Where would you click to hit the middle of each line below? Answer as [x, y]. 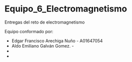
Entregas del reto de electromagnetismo [45, 22]
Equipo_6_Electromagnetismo [66, 9]
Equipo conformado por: [29, 31]
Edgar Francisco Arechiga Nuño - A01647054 [57, 41]
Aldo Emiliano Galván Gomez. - [42, 46]
